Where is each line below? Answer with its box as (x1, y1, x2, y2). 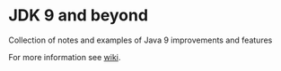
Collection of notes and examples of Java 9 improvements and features (8, 35, 273, 45)
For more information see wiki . (8, 51, 121, 62)
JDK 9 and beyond (8, 5, 149, 26)
